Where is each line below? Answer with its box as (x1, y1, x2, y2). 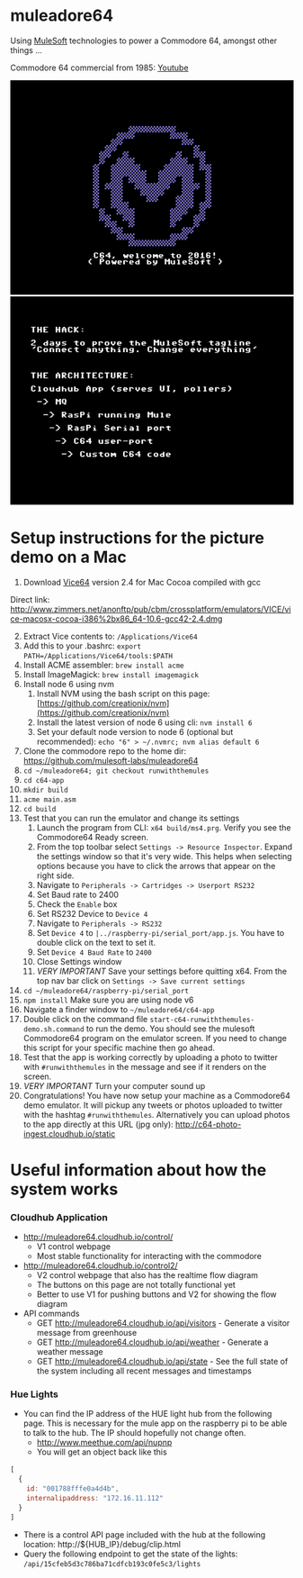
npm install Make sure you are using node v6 (22, 994, 194, 1005)
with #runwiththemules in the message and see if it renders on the (22, 1061, 267, 1072)
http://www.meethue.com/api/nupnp (36, 1437, 173, 1448)
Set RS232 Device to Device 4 (36, 908, 148, 919)
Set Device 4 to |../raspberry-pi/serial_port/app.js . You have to (36, 927, 285, 938)
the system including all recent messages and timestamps (36, 1365, 253, 1376)
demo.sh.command (22, 1024, 85, 1034)
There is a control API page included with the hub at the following (22, 1528, 266, 1540)
